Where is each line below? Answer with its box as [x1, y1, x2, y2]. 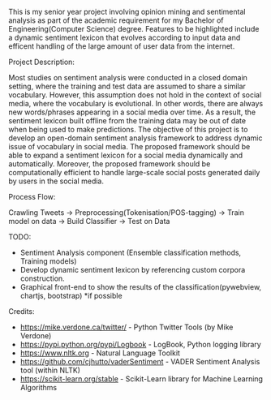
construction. [19, 273, 65, 283]
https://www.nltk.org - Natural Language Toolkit [19, 348, 181, 358]
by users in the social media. [8, 176, 104, 186]
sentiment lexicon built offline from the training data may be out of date [8, 116, 246, 125]
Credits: [8, 307, 35, 316]
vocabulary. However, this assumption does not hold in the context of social [8, 90, 262, 100]
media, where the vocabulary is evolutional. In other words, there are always [8, 99, 264, 108]
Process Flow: [8, 192, 56, 201]
